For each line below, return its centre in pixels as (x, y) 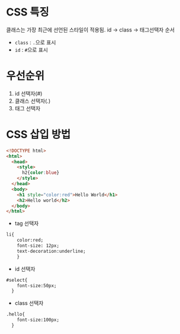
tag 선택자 (27, 224)
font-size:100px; (38, 320)
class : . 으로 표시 (35, 42)
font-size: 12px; (38, 246)
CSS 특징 (28, 12)
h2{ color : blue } (41, 173)
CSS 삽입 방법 (38, 135)
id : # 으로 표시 (31, 50)
